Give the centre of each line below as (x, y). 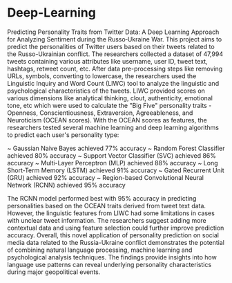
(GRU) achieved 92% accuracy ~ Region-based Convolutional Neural (105, 177)
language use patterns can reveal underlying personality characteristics (109, 264)
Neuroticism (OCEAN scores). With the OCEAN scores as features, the (107, 120)
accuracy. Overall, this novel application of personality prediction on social (113, 235)
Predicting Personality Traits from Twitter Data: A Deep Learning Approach (113, 32)
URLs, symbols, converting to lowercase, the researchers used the (102, 76)
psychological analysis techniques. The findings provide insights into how (112, 257)
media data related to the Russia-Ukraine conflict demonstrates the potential (116, 242)
